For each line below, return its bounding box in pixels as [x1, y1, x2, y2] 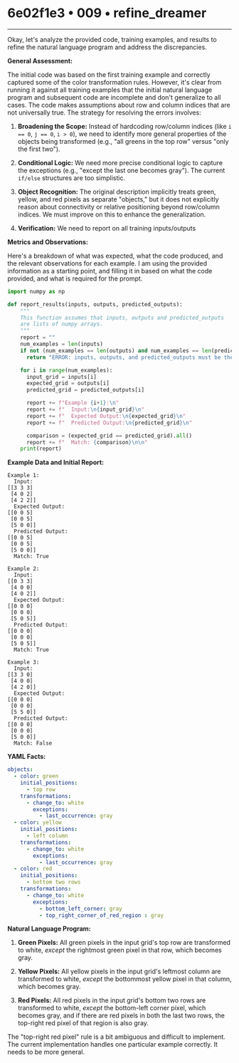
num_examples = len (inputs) [20, 340, 103, 348]
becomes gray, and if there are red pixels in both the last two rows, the [17, 1011, 225, 1020]
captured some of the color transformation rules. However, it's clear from [7, 78, 222, 86]
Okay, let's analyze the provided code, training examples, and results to [7, 35, 217, 43]
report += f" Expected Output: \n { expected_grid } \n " [26, 412, 186, 419]
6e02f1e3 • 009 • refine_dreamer [7, 5, 207, 21]
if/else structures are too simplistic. [17, 173, 126, 182]
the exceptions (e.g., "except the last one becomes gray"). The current [17, 166, 225, 174]
